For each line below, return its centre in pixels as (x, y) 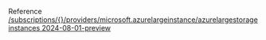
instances (24, 28)
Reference (25, 11)
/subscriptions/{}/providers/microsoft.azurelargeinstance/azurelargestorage (133, 20)
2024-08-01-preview (76, 28)
